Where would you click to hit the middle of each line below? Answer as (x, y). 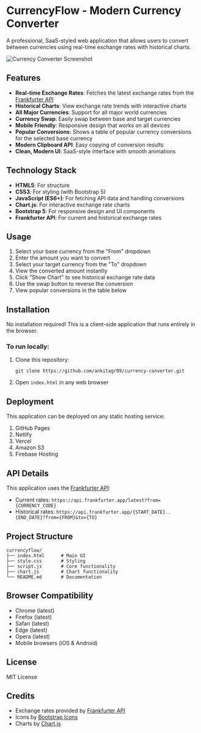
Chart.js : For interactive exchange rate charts (72, 205)
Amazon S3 (30, 448)
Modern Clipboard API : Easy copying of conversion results (89, 145)
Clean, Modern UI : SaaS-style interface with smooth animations (95, 151)
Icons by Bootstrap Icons (46, 717)
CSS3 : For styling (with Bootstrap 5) (60, 191)
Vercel (23, 441)
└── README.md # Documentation (54, 577)
